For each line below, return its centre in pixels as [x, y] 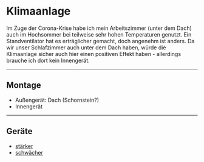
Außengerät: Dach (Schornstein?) [57, 100]
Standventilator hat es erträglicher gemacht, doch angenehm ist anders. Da [100, 41]
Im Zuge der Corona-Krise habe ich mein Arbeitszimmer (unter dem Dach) [99, 28]
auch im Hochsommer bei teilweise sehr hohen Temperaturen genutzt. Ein [99, 34]
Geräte [19, 131]
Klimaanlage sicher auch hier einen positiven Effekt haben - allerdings [93, 54]
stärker [24, 146]
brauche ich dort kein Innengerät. [48, 60]
